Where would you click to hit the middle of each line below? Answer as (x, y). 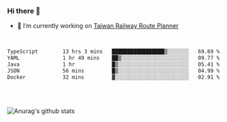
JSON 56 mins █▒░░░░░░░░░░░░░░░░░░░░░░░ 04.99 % (113, 71)
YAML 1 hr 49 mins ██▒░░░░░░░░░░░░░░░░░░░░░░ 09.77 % (113, 58)
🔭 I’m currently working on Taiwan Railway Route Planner (98, 26)
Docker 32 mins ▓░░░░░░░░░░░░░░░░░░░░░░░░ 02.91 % (113, 77)
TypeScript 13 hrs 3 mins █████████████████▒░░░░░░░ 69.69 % (113, 52)
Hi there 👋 (24, 11)
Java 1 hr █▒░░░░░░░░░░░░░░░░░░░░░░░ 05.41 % (113, 64)
